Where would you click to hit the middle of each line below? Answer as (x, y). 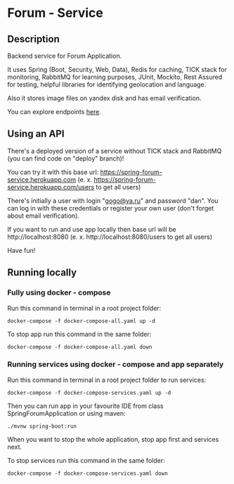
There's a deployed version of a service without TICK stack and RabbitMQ (115, 151)
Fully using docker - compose (59, 292)
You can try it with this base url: (53, 172)
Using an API (36, 134)
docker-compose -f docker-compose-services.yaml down (88, 473)
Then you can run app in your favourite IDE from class (85, 406)
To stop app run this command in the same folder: (79, 334)
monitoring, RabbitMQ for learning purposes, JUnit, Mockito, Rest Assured (115, 77)
